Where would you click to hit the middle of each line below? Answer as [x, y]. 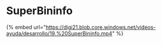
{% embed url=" [26, 27]
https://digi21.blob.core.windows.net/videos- [101, 27]
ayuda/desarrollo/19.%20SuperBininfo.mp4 [59, 33]
